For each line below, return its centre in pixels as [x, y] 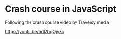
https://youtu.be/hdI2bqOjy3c [35, 31]
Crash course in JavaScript [61, 9]
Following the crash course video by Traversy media [57, 22]
